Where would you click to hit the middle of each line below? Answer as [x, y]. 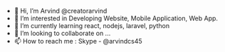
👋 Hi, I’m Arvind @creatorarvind [61, 11]
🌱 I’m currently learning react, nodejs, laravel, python [91, 26]
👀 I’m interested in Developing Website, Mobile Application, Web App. [116, 18]
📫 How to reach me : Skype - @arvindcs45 [78, 41]
